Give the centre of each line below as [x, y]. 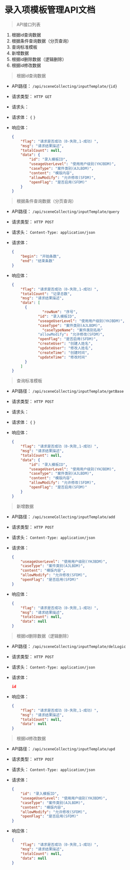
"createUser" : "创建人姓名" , [65, 344]
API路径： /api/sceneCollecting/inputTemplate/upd [63, 749]
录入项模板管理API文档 [50, 10]
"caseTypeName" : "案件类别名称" [73, 330]
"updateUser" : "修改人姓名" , [65, 348]
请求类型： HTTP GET [32, 96]
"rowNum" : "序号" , [60, 312]
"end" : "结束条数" [38, 261]
